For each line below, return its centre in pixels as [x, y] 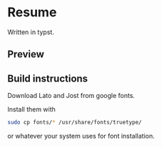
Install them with [31, 109]
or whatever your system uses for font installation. [81, 136]
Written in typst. [31, 32]
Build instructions [47, 78]
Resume [32, 12]
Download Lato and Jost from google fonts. [71, 96]
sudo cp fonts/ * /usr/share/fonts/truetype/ [75, 123]
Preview [26, 54]
